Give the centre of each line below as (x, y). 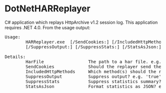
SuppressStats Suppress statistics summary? (93, 81)
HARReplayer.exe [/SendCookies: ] (67, 42)
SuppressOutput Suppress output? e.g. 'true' (93, 76)
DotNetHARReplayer (48, 9)
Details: (15, 57)
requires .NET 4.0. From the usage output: (48, 27)
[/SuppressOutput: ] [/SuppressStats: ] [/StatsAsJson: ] (93, 47)
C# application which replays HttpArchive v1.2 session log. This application (81, 22)
